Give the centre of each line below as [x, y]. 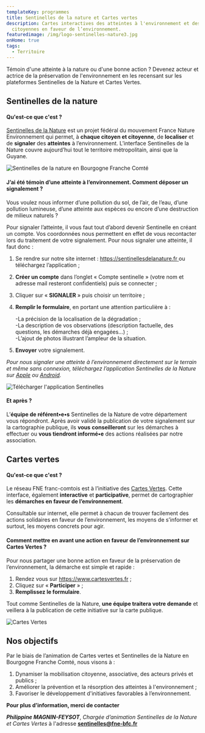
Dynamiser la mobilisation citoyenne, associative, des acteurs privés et [104, 674]
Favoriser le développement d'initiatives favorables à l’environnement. [103, 693]
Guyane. [17, 156]
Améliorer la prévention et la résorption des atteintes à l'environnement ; [106, 687]
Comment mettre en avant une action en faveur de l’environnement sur [98, 540]
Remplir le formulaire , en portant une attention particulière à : [93, 307]
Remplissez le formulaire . [48, 592]
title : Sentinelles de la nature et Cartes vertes [72, 18]
